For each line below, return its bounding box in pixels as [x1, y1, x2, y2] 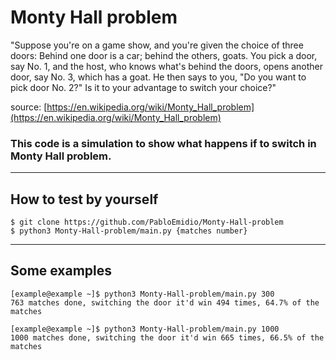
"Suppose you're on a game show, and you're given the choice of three [10, 39, 304, 51]
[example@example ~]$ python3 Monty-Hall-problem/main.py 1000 [10, 324, 280, 334]
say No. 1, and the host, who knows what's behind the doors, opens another [10, 60, 323, 72]
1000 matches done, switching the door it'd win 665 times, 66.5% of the [10, 332, 325, 343]
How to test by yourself [10, 191, 159, 208]
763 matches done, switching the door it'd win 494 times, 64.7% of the [10, 297, 320, 308]
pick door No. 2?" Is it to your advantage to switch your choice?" [10, 81, 277, 93]
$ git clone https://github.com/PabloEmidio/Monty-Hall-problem [10, 217, 284, 228]
